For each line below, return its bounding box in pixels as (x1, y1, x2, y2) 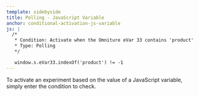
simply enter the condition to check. (6, 83, 96, 90)
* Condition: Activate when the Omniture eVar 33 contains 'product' (14, 37, 194, 43)
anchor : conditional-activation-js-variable (6, 20, 121, 26)
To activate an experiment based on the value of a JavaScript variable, (6, 76, 183, 83)
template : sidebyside (6, 9, 61, 15)
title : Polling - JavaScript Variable (6, 15, 104, 21)
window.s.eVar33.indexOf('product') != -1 (14, 59, 123, 66)
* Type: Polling (14, 43, 56, 49)
